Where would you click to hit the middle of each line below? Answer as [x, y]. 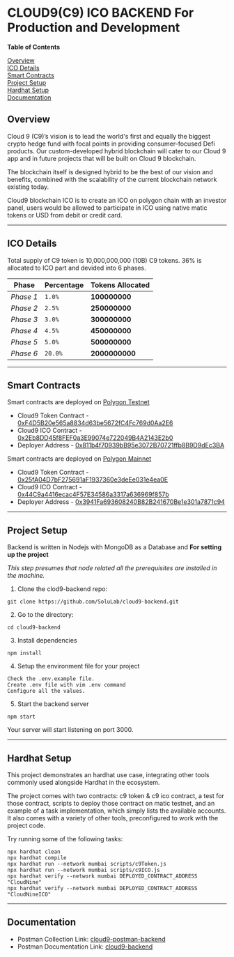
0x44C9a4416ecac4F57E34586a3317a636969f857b [93, 495]
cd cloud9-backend [34, 628]
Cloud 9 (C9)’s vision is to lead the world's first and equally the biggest [109, 136]
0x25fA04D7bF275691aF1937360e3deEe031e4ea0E [93, 480]
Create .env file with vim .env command [67, 685]
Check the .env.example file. [51, 679]
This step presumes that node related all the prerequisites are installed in [112, 568]
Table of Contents [34, 47]
